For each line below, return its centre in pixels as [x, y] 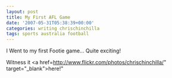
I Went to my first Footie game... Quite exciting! [63, 51]
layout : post [22, 12]
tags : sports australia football [48, 34]
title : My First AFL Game [38, 17]
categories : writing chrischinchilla [53, 28]
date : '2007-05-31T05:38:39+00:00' [50, 23]
